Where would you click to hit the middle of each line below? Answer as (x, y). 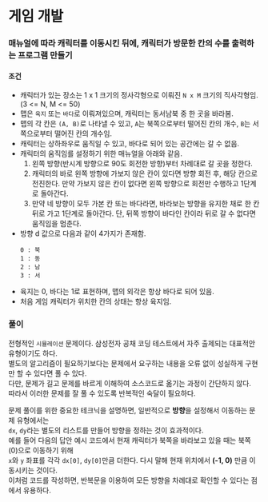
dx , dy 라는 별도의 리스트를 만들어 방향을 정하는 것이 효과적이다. (106, 430)
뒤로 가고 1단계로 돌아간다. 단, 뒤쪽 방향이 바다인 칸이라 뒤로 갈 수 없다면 (144, 213)
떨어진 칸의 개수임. (84, 133)
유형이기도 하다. (33, 353)
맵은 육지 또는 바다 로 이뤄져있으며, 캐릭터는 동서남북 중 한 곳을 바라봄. (126, 114)
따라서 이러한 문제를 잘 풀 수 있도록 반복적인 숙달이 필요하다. (102, 393)
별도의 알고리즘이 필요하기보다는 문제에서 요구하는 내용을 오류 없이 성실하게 (126, 363)
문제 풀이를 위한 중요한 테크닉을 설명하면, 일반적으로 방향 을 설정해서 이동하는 (128, 410)
